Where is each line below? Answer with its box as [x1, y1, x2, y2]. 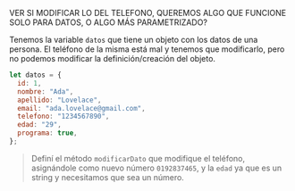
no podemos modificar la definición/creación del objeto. [9, 54, 216, 63]
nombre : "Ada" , [17, 87, 74, 96]
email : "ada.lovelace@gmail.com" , [17, 104, 146, 112]
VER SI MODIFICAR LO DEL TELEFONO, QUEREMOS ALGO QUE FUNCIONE [9, 8, 287, 18]
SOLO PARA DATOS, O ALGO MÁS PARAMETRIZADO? [9, 17, 208, 28]
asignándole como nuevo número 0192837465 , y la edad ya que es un [30, 162, 282, 173]
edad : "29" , [17, 120, 63, 129]
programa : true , [17, 129, 78, 137]
